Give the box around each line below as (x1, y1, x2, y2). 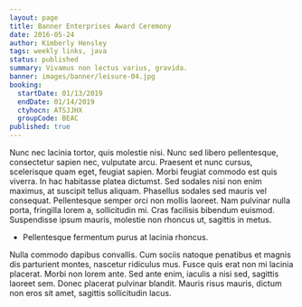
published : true (9, 123, 71, 132)
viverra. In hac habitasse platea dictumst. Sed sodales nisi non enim (9, 176, 262, 186)
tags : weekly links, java (9, 47, 107, 56)
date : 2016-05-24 (9, 30, 75, 39)
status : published (9, 55, 79, 64)
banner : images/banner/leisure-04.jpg (9, 72, 156, 81)
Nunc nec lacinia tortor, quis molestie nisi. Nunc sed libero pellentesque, (9, 147, 278, 158)
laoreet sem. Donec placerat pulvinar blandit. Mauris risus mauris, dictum (9, 278, 282, 289)
